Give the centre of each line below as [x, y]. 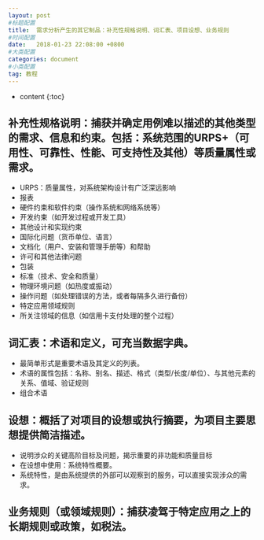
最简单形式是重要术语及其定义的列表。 [81, 364]
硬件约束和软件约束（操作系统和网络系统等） [92, 207]
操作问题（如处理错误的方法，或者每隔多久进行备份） [106, 296]
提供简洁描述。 [55, 435]
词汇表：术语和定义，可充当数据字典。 [101, 343]
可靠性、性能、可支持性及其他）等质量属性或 [147, 153]
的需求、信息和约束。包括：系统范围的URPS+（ [124, 138]
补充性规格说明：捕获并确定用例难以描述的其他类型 [132, 123]
